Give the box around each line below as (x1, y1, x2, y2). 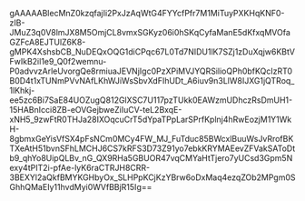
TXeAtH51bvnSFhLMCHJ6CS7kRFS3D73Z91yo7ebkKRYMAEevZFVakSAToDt (9, 143, 296, 154)
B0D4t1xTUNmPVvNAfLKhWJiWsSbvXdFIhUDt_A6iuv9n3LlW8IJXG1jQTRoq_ (9, 75, 295, 85)
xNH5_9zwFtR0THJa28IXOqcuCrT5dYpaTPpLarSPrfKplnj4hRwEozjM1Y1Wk (9, 114, 292, 125)
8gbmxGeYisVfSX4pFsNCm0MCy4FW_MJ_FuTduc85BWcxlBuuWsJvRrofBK (9, 134, 294, 144)
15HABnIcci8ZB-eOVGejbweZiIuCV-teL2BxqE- (9, 105, 182, 115)
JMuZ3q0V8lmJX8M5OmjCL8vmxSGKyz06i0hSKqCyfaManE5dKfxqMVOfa (9, 27, 290, 37)
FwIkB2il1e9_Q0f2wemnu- (9, 56, 107, 66)
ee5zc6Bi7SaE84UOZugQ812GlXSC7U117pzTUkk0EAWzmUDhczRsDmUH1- (9, 95, 293, 106)
